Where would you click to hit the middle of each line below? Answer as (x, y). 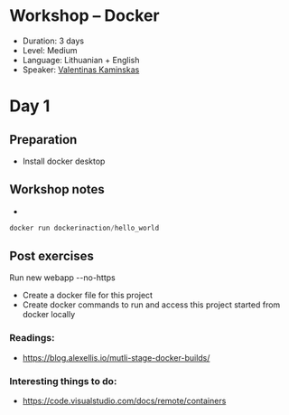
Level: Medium (50, 50)
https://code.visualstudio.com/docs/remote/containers (124, 401)
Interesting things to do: (63, 381)
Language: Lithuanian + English (81, 60)
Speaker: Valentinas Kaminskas (81, 70)
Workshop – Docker (84, 16)
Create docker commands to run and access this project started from (151, 305)
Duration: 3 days (53, 41)
